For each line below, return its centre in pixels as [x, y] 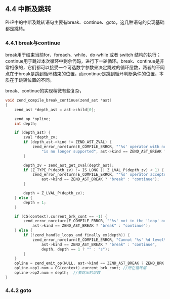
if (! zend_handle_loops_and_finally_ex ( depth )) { [77, 235]
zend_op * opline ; [33, 119]
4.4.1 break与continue [33, 43]
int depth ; [26, 123]
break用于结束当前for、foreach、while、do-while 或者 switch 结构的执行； [83, 55]
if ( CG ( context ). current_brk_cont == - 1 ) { [61, 216]
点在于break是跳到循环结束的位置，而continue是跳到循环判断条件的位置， [82, 74]
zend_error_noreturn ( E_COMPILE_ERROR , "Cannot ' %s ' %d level [98, 240]
